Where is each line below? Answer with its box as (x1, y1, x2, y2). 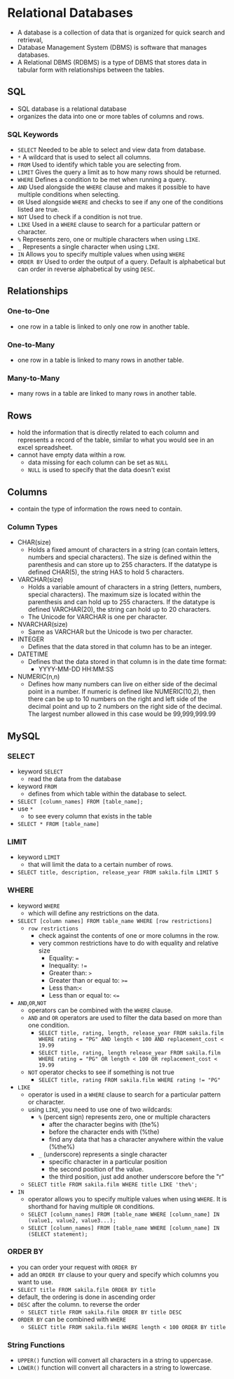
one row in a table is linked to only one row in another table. (17, 322, 190, 331)
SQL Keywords (7, 129, 59, 139)
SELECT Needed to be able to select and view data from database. (17, 145, 206, 154)
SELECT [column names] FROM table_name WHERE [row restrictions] (17, 917, 212, 924)
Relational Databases (7, 5, 133, 21)
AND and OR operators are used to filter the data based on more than (27, 1013, 222, 1021)
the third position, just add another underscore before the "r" (48, 1172, 225, 1181)
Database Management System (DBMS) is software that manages (17, 43, 207, 51)
